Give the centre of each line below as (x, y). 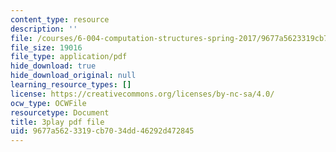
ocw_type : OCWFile (48, 103)
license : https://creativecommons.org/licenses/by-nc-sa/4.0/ (142, 94)
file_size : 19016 (46, 47)
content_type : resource (60, 19)
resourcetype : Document (60, 112)
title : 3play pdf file (57, 122)
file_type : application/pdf (69, 57)
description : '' (44, 29)
